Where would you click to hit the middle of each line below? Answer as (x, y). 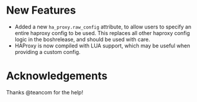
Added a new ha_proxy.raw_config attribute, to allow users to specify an (103, 27)
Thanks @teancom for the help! (45, 92)
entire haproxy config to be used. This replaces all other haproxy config (102, 33)
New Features (41, 10)
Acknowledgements (57, 76)
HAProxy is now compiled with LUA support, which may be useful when (102, 46)
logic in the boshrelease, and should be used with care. (82, 39)
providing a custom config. (47, 52)
